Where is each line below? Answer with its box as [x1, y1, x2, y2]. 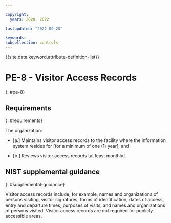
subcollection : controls [5, 40, 58, 45]
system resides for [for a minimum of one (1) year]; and [12, 143, 130, 149]
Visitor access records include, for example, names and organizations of [5, 191, 158, 197]
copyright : [5, 12, 29, 17]
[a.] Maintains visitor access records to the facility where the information [12, 137, 166, 144]
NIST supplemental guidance [5, 168, 100, 176]
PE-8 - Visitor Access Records [5, 72, 137, 84]
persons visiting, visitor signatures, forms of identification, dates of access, [5, 196, 164, 202]
